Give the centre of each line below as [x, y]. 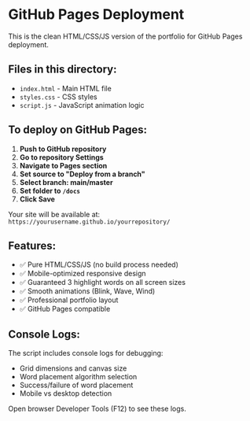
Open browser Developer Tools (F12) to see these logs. [97, 409]
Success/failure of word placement [76, 385]
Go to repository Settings [61, 157]
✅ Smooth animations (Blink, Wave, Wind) [87, 291]
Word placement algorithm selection [78, 377]
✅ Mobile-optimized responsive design [83, 274]
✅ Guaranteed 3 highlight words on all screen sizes [103, 283]
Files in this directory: [63, 70]
